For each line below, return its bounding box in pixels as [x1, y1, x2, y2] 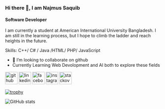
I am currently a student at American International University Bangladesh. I [5, 27, 156, 33]
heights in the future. [5, 38, 48, 44]
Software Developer [5, 17, 47, 23]
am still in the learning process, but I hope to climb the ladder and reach [5, 33, 151, 39]
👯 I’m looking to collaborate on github [12, 57, 89, 63]
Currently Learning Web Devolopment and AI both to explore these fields [12, 62, 160, 68]
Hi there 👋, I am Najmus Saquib [5, 4, 80, 11]
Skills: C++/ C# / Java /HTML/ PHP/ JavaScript [5, 48, 100, 54]
